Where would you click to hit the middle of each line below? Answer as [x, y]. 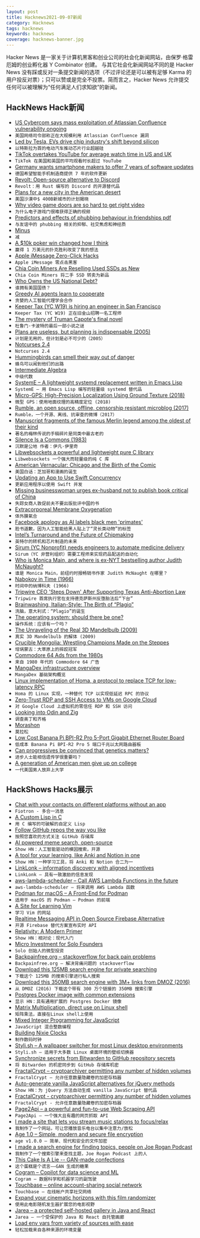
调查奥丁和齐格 [30, 719]
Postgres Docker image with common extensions [75, 994]
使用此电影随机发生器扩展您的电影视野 [55, 1204]
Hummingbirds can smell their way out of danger [75, 357]
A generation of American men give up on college [76, 763]
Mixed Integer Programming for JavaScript [67, 1020]
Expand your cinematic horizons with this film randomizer [85, 1197]
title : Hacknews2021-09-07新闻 [44, 17]
